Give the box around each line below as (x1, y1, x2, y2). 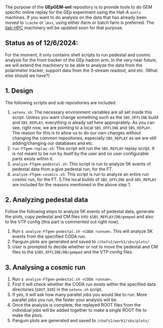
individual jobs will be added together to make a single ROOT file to (12, 307, 147, 313)
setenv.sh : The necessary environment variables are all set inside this (12, 109, 152, 115)
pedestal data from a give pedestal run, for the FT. (12, 166, 113, 172)
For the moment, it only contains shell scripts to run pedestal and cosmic (5, 52, 151, 58)
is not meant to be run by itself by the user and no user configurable (12, 151, 149, 156)
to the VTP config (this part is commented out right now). (5, 219, 120, 225)
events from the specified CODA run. (12, 233, 87, 239)
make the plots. (12, 312, 43, 318)
